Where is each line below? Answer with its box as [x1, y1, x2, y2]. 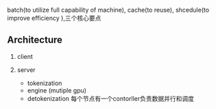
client [16, 52, 33, 60]
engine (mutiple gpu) [27, 86, 87, 95]
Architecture [7, 34, 63, 46]
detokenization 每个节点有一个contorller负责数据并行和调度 [27, 94, 194, 102]
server [16, 65, 36, 74]
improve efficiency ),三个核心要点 [7, 14, 101, 22]
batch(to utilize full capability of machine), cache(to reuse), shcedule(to [7, 6, 210, 14]
